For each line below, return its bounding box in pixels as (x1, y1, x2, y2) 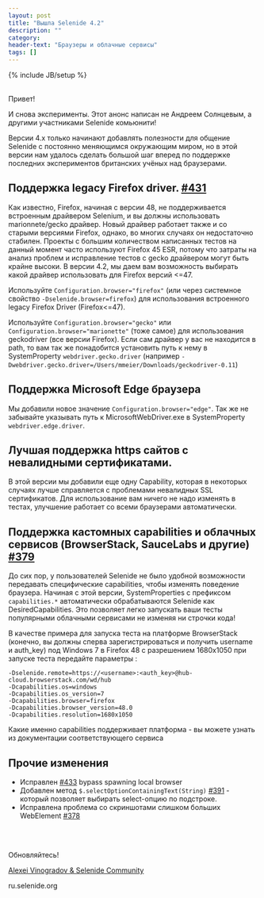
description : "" (8, 26, 62, 34)
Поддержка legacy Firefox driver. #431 (8, 182, 207, 195)
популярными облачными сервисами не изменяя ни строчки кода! (8, 613, 236, 623)
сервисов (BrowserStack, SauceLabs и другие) (8, 537, 250, 551)
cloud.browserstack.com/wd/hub (8, 676, 112, 685)
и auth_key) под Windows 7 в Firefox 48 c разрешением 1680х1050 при (8, 646, 247, 655)
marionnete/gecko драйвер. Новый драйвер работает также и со (8, 219, 228, 228)
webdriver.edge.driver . (8, 420, 86, 430)
